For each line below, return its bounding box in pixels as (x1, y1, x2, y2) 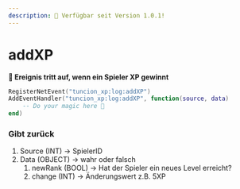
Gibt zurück (8, 128, 55, 139)
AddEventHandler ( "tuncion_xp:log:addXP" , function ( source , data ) (8, 94, 229, 103)
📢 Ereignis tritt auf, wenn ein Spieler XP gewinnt (8, 72, 169, 82)
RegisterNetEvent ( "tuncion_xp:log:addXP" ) (8, 87, 151, 95)
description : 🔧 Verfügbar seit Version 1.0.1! (8, 11, 165, 20)
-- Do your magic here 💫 (22, 102, 105, 110)
